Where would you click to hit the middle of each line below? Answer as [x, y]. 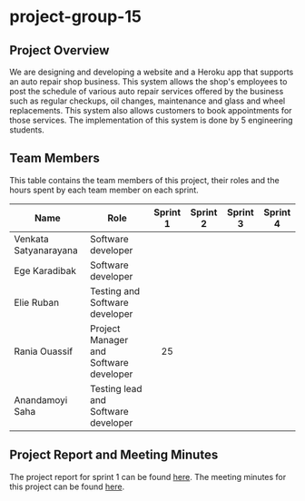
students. [27, 130]
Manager [109, 339]
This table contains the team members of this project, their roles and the [144, 180]
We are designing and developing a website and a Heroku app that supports [152, 72]
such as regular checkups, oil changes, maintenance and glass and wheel [148, 101]
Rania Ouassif [44, 351]
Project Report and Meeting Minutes [114, 455]
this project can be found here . [67, 486]
